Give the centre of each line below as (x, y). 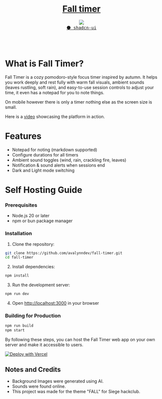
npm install (17, 276)
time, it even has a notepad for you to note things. (55, 92)
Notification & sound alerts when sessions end (58, 165)
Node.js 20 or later (31, 216)
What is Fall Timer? (44, 64)
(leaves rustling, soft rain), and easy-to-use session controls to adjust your (80, 87)
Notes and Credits (33, 370)
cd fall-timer (19, 258)
